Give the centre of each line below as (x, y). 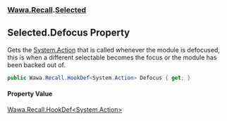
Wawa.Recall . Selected (47, 10)
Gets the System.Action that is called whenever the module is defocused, (114, 50)
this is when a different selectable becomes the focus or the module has (112, 57)
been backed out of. (36, 64)
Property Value (30, 94)
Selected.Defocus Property (69, 33)
